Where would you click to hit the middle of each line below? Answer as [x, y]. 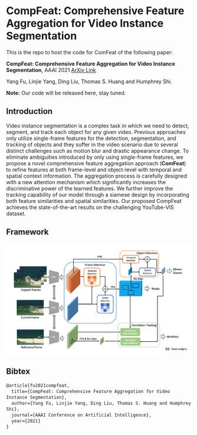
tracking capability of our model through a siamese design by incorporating [98, 194]
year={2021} [26, 421]
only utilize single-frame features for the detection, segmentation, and [91, 138]
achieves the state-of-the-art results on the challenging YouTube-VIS [90, 207]
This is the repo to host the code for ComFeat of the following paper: [89, 52]
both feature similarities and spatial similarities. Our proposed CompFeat [94, 201]
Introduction [29, 111]
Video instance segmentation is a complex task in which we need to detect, [98, 126]
